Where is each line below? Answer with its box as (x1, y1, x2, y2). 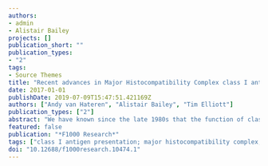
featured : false (8, 123, 62, 131)
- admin (8, 19, 34, 27)
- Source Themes (8, 71, 62, 79)
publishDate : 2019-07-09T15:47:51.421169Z (8, 93, 152, 101)
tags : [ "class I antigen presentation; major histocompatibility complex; (8, 137, 262, 146)
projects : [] (8, 34, 52, 42)
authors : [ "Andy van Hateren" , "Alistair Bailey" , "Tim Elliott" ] (8, 101, 234, 109)
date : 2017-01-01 (8, 85, 66, 94)
